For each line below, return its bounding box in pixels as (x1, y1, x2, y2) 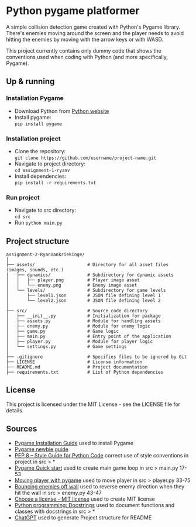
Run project (6, 193, 40, 201)
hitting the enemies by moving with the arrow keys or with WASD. (6, 36, 164, 43)
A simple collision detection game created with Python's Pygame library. (6, 23, 180, 30)
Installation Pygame (6, 94, 64, 102)
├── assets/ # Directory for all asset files (6, 262, 169, 268)
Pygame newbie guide (14, 446, 68, 453)
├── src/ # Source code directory (6, 308, 148, 314)
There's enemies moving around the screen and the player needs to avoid (6, 29, 184, 36)
